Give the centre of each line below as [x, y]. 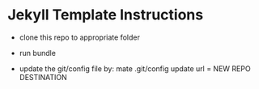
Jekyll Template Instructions [106, 15]
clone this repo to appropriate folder [80, 37]
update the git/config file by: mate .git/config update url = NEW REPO [135, 68]
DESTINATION [43, 77]
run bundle [37, 53]
